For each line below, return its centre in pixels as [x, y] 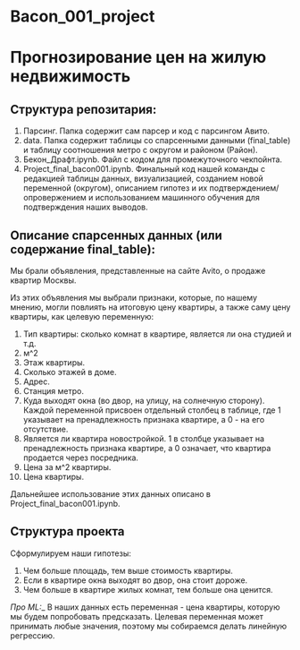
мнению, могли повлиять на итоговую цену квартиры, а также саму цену [150, 307]
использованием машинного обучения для [177, 198]
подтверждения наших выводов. [85, 207]
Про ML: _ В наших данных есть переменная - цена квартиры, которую [145, 607]
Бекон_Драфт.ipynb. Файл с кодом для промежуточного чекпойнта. [153, 159]
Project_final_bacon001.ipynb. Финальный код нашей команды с [144, 169]
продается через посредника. [81, 458]
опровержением [55, 198]
